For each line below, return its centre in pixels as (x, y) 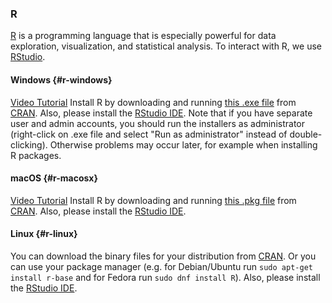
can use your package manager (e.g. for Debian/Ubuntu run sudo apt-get (161, 266)
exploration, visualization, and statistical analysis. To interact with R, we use (166, 46)
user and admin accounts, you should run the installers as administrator (157, 123)
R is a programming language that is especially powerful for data (143, 36)
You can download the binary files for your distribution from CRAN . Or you (163, 256)
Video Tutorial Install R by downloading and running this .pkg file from (153, 200)
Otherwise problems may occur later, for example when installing (183, 144)
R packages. (36, 155)
